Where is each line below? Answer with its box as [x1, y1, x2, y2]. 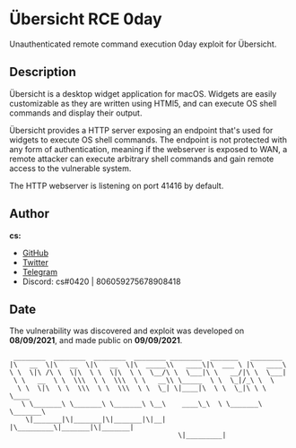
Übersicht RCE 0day [9, 9, 163, 30]
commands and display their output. [9, 108, 143, 118]
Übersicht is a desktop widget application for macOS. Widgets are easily [9, 88, 277, 99]
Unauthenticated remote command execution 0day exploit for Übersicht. [9, 39, 277, 49]
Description [9, 65, 76, 80]
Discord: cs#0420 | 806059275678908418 [22, 276, 181, 287]
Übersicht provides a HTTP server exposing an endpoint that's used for [9, 125, 274, 135]
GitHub [22, 247, 49, 258]
